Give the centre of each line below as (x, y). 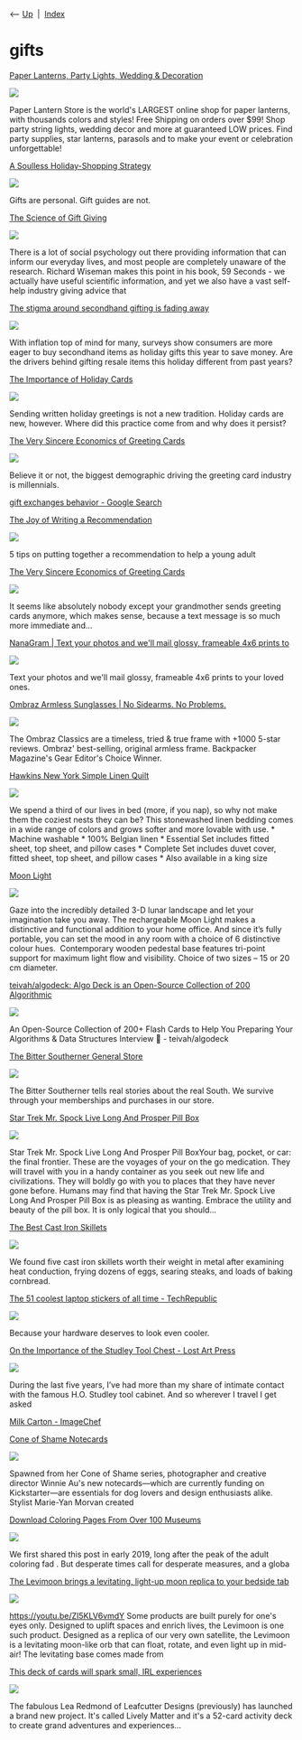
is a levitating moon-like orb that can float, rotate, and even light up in (138, 1644)
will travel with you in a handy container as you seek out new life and (137, 1171)
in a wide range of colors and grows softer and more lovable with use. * (142, 829)
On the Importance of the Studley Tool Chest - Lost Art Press (123, 1350)
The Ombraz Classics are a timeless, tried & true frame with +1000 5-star (145, 739)
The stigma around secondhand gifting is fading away (110, 308)
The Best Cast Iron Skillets (58, 1227)
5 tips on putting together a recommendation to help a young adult (133, 554)
